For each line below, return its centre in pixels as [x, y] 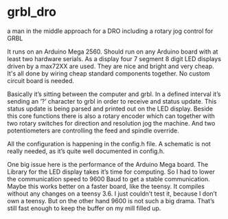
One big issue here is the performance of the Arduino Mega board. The [107, 164]
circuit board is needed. [41, 80]
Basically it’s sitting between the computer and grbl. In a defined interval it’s [114, 94]
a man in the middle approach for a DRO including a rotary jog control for [110, 31]
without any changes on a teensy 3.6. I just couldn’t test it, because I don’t [112, 194]
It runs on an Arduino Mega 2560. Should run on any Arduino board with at [113, 51]
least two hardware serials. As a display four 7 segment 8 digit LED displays [114, 58]
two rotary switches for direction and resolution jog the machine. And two [111, 123]
